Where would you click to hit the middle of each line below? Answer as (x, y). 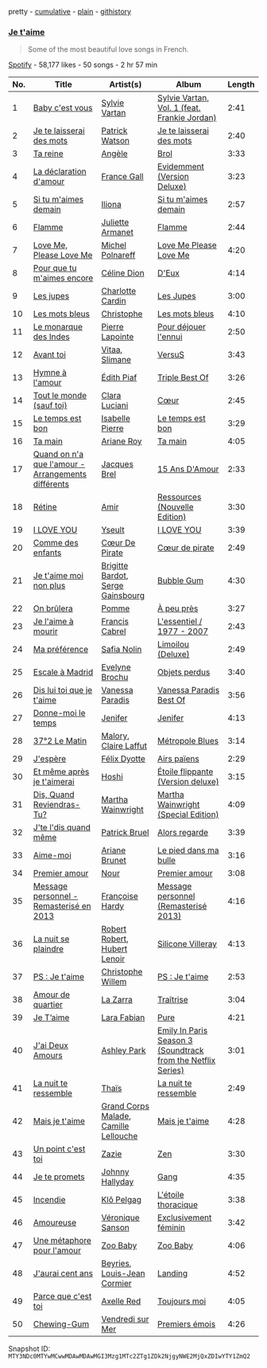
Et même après (61, 772)
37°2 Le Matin (60, 741)
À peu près (178, 608)
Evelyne (116, 667)
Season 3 (175, 1041)
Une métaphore (62, 1241)
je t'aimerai (54, 782)
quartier (48, 1005)
